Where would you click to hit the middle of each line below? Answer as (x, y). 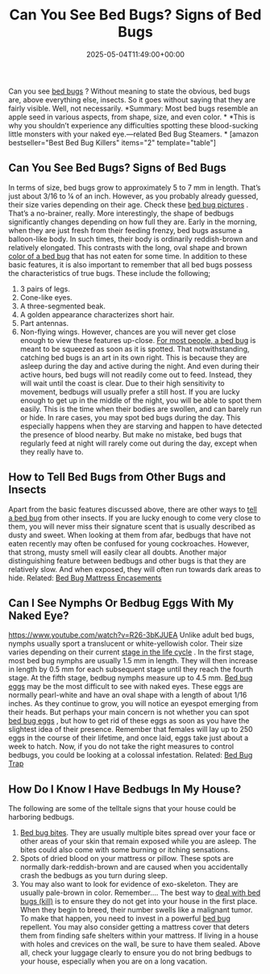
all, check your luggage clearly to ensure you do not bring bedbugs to (136, 953)
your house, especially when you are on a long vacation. (114, 961)
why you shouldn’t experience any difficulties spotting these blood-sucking (133, 125)
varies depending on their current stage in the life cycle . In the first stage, (131, 652)
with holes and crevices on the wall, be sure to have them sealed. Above (140, 944)
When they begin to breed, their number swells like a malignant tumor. (136, 910)
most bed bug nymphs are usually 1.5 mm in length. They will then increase (133, 661)
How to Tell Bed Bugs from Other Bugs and (117, 477)
